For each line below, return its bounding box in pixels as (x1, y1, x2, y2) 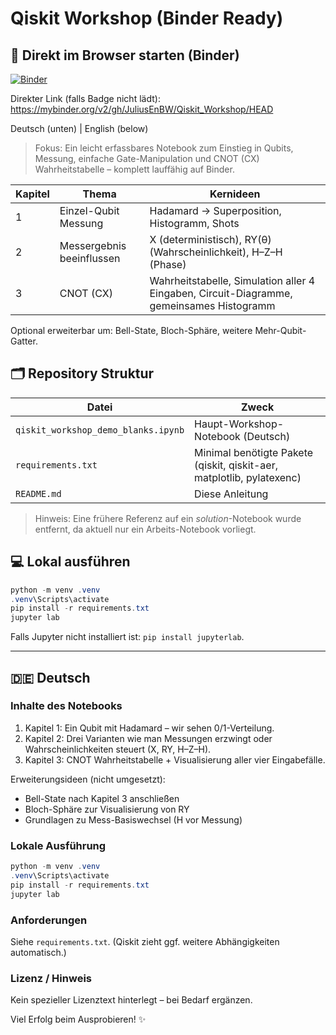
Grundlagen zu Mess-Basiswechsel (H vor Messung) (24, 813, 243, 826)
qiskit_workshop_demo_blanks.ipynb (15, 424, 185, 436)
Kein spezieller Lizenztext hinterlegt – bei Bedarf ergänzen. (10, 994, 253, 1006)
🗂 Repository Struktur (10, 365, 155, 382)
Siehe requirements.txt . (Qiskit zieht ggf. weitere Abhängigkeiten (10, 935, 280, 947)
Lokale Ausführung (10, 838, 107, 852)
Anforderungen (10, 913, 88, 927)
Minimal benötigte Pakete (194, 445, 314, 459)
